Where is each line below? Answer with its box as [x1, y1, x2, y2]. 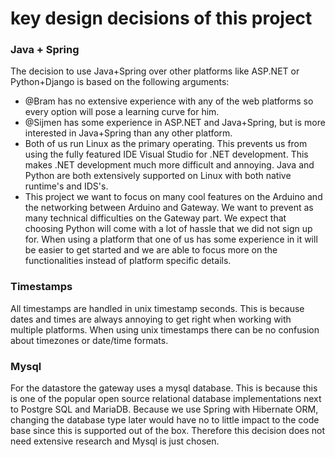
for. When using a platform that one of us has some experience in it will [24, 233, 318, 246]
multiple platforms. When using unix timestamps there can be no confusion [10, 323, 320, 336]
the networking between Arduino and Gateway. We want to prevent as [24, 202, 314, 214]
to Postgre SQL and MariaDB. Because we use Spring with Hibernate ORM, [10, 403, 319, 416]
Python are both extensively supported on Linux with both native [24, 170, 292, 182]
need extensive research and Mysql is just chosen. [10, 435, 220, 447]
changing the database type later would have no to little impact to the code [10, 414, 320, 426]
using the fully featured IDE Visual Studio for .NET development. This [24, 148, 309, 161]
